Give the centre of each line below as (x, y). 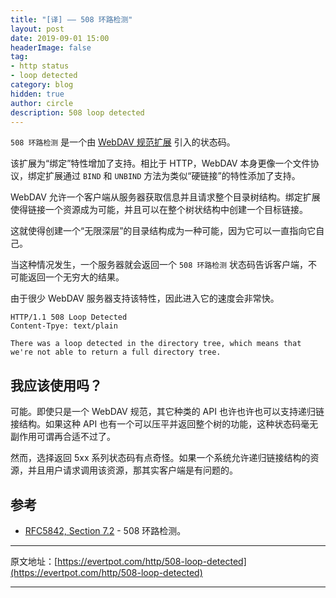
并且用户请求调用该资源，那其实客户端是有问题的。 (132, 470)
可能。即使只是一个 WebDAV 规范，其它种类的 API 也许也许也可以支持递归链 (167, 412)
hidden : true (37, 94)
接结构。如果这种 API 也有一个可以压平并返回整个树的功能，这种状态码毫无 (164, 424)
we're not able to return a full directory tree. (116, 352)
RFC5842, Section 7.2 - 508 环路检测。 (105, 530)
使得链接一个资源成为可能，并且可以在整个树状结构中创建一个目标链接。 (159, 210)
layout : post (37, 29)
